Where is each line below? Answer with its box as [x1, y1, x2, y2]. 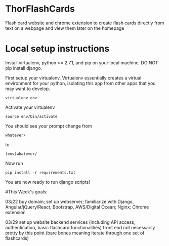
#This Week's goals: [5, 188, 48, 195]
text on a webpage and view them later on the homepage [5, 25, 124, 31]
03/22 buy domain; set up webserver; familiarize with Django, [5, 198, 134, 204]
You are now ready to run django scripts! [5, 179, 90, 185]
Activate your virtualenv [5, 104, 55, 110]
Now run [5, 160, 23, 166]
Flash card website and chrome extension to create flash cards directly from [5, 20, 164, 26]
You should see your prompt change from [5, 122, 92, 129]
